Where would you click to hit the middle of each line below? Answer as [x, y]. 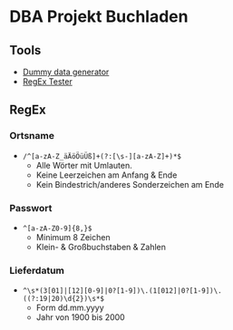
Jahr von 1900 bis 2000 [80, 317]
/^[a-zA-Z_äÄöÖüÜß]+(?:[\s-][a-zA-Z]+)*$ [102, 156]
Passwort [31, 208]
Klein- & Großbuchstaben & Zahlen [101, 247]
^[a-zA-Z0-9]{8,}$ [57, 228]
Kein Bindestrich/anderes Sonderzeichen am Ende [130, 184]
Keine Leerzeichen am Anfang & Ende [107, 175]
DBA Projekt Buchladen [99, 17]
